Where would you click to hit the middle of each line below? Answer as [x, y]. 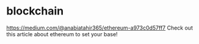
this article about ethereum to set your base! [62, 34]
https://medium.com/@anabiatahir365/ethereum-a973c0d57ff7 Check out [100, 28]
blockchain [35, 11]
